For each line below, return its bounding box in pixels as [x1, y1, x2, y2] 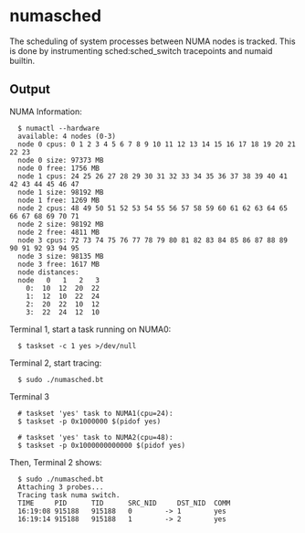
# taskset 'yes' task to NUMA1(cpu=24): [17, 409, 174, 418]
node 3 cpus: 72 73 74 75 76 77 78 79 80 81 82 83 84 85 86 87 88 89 [17, 235, 288, 245]
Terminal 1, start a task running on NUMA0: [9, 324, 172, 335]
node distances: [17, 267, 79, 277]
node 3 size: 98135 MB [17, 251, 104, 261]
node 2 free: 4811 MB [17, 228, 100, 237]
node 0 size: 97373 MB [17, 155, 104, 165]
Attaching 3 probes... [17, 482, 104, 492]
